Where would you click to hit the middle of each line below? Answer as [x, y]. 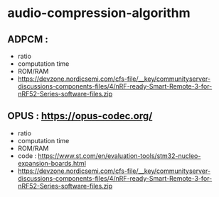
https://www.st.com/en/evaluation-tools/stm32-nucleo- [119, 156]
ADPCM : [28, 39]
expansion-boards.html [52, 163]
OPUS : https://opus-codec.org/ [80, 116]
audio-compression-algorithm [99, 13]
